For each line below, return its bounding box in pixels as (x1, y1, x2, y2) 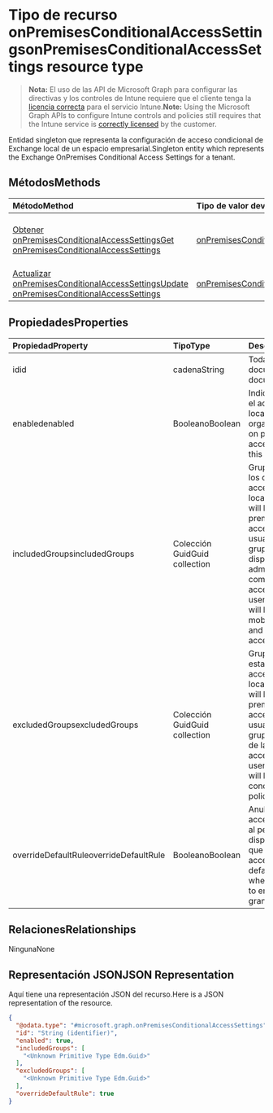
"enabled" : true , (15, 1036, 75, 1045)
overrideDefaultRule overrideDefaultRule (12, 849, 166, 861)
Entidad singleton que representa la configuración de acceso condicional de (8, 134, 264, 144)
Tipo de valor (196, 199, 249, 211)
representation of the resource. (8, 998, 113, 1008)
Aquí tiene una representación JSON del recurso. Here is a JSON (8, 989, 224, 999)
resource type (46, 58, 144, 77)
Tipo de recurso (8, 6, 118, 24)
